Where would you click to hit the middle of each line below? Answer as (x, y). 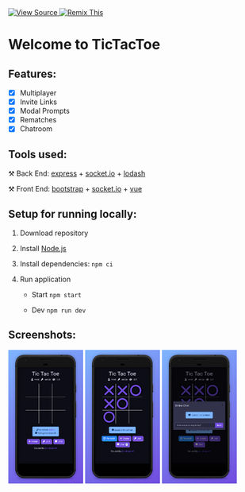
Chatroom (36, 129)
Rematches (38, 120)
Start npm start (56, 294)
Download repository (54, 233)
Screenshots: (42, 335)
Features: (33, 74)
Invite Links (38, 102)
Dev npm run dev (59, 310)
